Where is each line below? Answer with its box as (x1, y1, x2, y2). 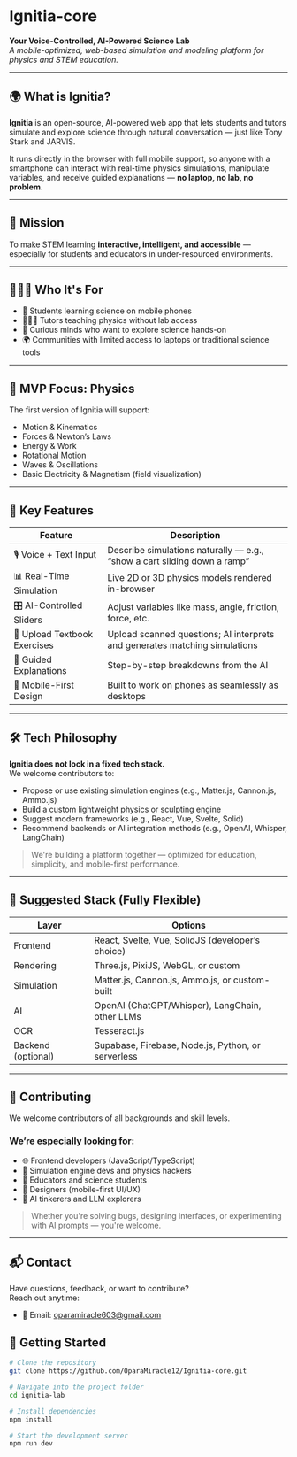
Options (171, 919, 206, 931)
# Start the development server (9, 1431, 128, 1440)
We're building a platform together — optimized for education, (30, 849, 257, 860)
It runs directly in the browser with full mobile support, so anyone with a (9, 153, 270, 164)
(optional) (13, 1050, 55, 1062)
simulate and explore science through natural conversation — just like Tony (9, 127, 283, 137)
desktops (107, 690, 146, 702)
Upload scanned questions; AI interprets (107, 628, 275, 640)
